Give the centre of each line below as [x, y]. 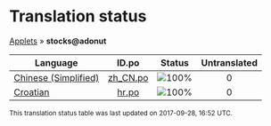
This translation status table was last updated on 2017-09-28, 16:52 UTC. [121, 113]
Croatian [32, 92]
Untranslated [230, 62]
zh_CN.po [128, 77]
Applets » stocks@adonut [58, 41]
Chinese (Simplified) [57, 77]
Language [56, 62]
